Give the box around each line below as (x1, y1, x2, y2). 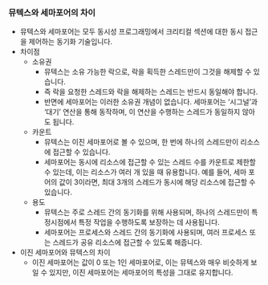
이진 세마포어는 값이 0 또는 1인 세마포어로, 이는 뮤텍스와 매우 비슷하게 (31, 258, 250, 267)
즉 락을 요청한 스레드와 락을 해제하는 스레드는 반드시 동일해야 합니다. (43, 87, 258, 97)
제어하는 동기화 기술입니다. (28, 37, 113, 47)
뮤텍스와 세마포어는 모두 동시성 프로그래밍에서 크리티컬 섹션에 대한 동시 (19, 26, 243, 37)
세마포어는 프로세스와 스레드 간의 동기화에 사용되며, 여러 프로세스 (43, 227, 248, 238)
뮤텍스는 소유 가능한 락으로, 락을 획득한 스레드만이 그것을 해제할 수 (43, 67, 252, 77)
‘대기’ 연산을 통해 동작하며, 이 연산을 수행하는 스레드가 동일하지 (43, 107, 241, 117)
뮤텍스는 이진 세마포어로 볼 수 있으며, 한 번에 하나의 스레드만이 (43, 137, 239, 147)
